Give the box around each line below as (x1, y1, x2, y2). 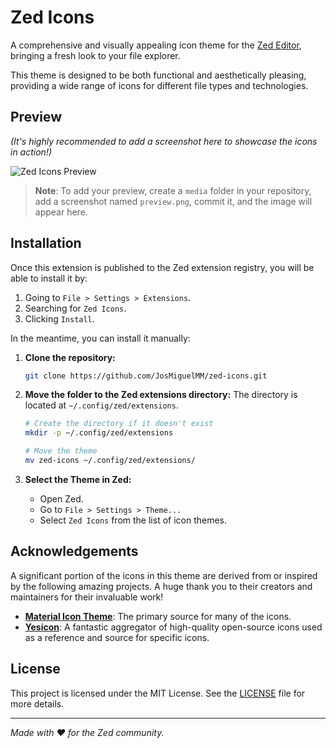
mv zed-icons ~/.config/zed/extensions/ (24, 456, 196, 466)
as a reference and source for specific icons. (24, 631, 210, 643)
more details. (10, 697, 65, 710)
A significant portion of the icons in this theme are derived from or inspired (10, 569, 318, 581)
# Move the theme (24, 446, 98, 456)
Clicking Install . (24, 312, 95, 325)
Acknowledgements (10, 543, 139, 560)
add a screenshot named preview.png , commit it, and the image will (34, 195, 313, 207)
